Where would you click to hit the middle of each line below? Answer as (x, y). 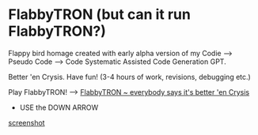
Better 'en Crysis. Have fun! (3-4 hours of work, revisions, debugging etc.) (129, 77)
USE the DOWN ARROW (59, 107)
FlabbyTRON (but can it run (100, 15)
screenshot (27, 122)
